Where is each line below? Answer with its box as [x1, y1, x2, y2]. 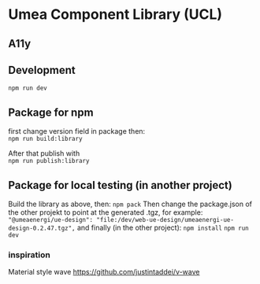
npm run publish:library [8, 157, 90, 165]
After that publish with [8, 149, 80, 158]
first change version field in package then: [8, 127, 146, 136]
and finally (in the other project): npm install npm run [76, 223, 250, 233]
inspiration [8, 249, 51, 260]
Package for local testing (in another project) [8, 179, 232, 192]
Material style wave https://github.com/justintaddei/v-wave [8, 267, 200, 277]
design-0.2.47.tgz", [8, 224, 76, 233]
